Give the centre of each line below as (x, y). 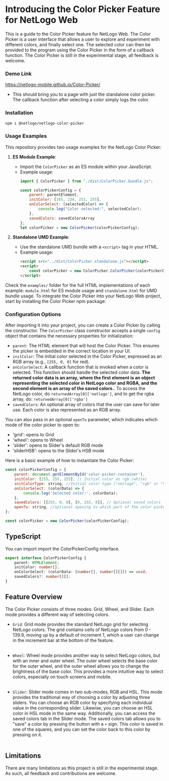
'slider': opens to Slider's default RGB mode (58, 445)
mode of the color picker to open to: (43, 425)
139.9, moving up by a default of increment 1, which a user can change (86, 635)
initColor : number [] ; (37, 567)
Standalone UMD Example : (41, 237)
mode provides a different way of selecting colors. (57, 614)
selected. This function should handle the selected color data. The (81, 372)
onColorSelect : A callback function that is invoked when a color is (80, 367)
